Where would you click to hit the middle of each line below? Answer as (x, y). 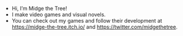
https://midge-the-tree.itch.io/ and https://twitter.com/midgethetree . (95, 27)
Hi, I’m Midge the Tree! (39, 8)
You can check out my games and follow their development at (87, 21)
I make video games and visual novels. (59, 15)
